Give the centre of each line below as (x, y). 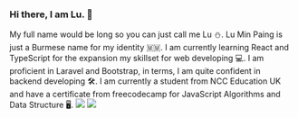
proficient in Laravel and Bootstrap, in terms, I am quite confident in (135, 71)
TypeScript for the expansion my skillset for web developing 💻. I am (137, 59)
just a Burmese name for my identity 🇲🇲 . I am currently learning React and (149, 48)
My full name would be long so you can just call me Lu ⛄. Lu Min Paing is (146, 34)
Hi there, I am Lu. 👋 (51, 14)
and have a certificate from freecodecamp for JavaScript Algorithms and (145, 95)
